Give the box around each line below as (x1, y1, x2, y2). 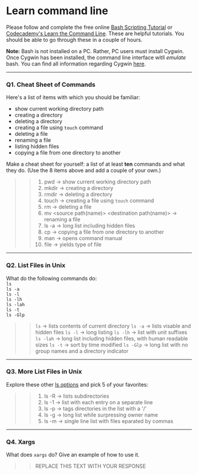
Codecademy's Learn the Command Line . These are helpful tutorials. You (6, 30, 184, 37)
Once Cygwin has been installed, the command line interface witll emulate (6, 54, 186, 61)
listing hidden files (14, 143, 60, 150)
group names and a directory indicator (35, 347, 128, 355)
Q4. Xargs (6, 438, 35, 446)
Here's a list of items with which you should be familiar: (6, 94, 140, 101)
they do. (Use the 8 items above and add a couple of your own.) (6, 167, 161, 174)
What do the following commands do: (6, 274, 97, 281)
